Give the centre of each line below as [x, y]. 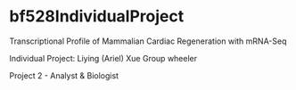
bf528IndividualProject [97, 16]
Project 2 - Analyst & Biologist [64, 75]
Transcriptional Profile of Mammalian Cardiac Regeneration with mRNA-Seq [148, 41]
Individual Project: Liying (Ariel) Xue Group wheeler [103, 58]
